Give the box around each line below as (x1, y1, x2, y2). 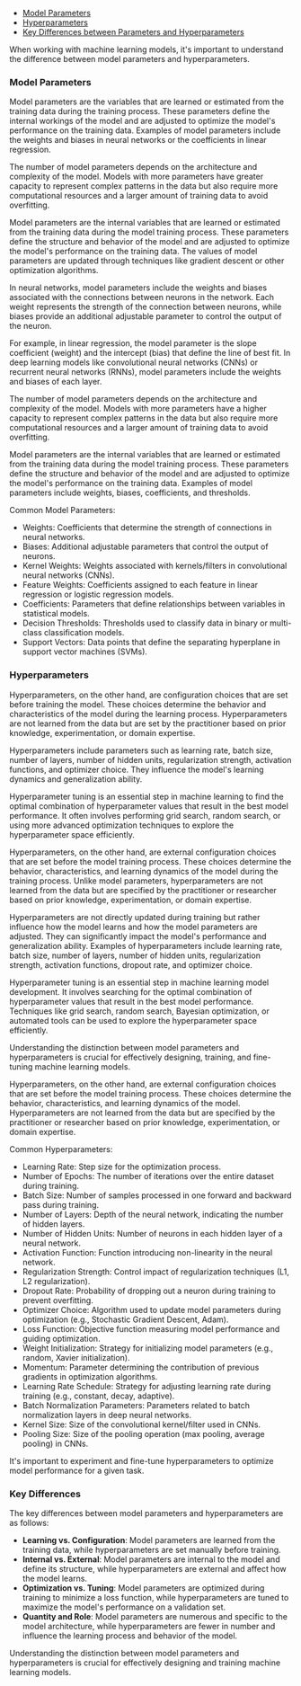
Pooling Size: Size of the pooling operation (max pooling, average (22, 1428, 265, 1439)
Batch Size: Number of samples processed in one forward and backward (22, 1190, 292, 1201)
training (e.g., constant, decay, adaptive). (22, 1390, 175, 1401)
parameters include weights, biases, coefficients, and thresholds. (9, 487, 252, 498)
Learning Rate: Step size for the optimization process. (22, 1161, 222, 1172)
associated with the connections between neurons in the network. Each (9, 292, 275, 303)
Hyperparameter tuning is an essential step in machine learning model (9, 977, 270, 988)
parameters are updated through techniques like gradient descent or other (9, 255, 285, 266)
